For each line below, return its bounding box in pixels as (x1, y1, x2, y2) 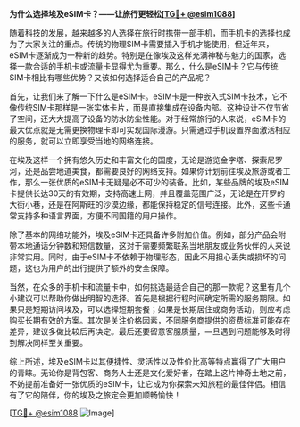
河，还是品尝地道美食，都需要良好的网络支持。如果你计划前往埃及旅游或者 (9, 166, 283, 177)
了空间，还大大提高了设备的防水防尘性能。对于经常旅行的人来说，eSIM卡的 (9, 113, 287, 124)
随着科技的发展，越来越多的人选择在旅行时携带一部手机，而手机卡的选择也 (9, 28, 283, 38)
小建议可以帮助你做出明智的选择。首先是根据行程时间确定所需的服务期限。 (9, 293, 283, 303)
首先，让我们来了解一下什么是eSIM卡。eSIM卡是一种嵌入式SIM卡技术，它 (9, 91, 280, 102)
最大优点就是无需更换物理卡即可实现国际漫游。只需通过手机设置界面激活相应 (9, 125, 291, 135)
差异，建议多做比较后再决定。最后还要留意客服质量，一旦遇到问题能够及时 (9, 326, 283, 337)
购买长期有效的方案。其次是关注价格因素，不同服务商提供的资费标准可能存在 (9, 316, 291, 325)
